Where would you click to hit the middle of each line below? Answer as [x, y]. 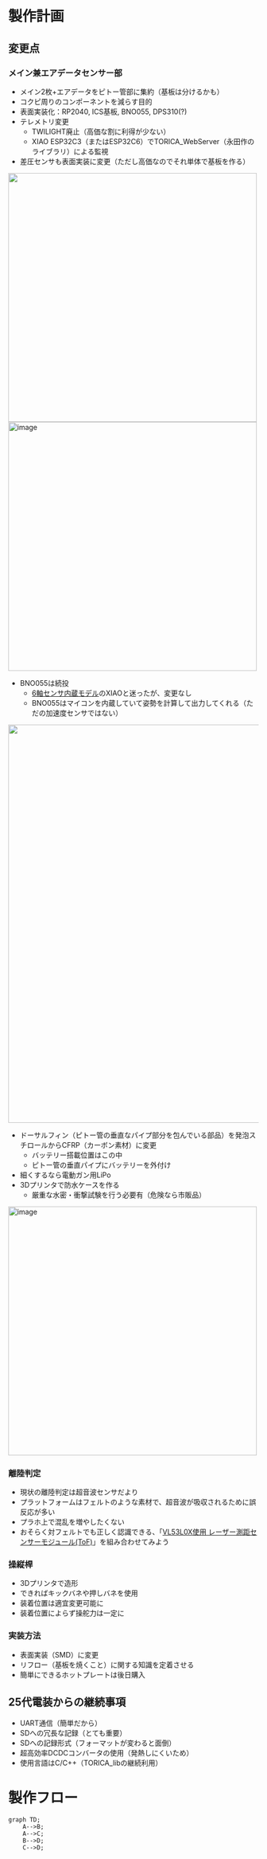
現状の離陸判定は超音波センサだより [79, 1492]
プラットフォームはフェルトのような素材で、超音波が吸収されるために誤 [138, 1502]
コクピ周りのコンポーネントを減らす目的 [86, 101]
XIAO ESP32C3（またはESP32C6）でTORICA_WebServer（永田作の [143, 141]
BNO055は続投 [44, 683]
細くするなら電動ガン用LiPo [65, 1175]
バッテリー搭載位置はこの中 [77, 1155]
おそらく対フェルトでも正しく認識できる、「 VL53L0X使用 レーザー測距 [135, 1532]
